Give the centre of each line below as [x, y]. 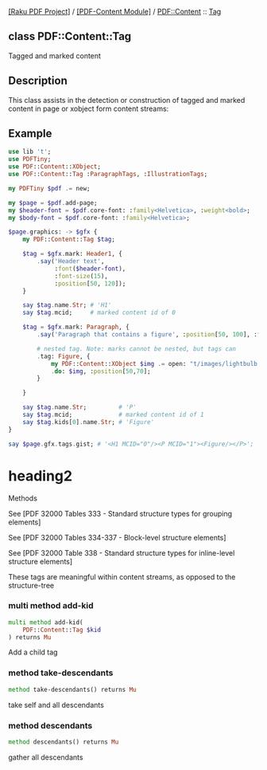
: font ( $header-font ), [90, 269]
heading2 [41, 475]
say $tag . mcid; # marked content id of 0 [99, 313]
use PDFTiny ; [30, 159]
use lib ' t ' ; [30, 152]
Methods [23, 498]
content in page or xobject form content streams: [89, 108]
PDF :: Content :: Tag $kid [62, 630]
